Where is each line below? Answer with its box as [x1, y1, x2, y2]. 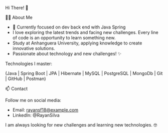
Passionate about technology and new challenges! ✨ [12, 50, 122, 56]
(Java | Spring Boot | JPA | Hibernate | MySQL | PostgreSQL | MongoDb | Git [5, 70, 163, 76]
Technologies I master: [5, 60, 53, 66]
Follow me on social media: [5, 97, 62, 103]
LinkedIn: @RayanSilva [12, 112, 60, 118]
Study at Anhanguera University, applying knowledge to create [12, 40, 142, 46]
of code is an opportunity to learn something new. [12, 35, 116, 40]
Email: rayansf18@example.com [12, 107, 79, 112]
